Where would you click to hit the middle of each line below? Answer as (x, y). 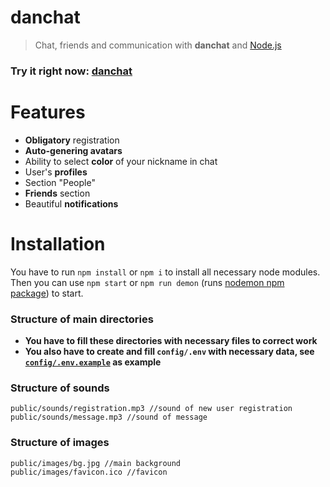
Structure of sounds (60, 388)
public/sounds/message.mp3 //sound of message (109, 417)
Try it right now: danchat (71, 71)
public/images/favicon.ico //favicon (89, 472)
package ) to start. (47, 293)
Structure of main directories (82, 319)
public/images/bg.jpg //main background (96, 463)
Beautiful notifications (71, 203)
